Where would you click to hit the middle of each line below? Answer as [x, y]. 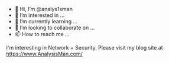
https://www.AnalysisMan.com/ [44, 54]
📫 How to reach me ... [42, 34]
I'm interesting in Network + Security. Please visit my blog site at [85, 48]
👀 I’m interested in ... [40, 15]
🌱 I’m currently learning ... [46, 21]
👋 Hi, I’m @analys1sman [43, 9]
